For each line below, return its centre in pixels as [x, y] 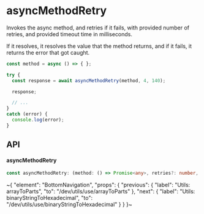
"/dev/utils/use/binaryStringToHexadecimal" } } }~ [70, 204]
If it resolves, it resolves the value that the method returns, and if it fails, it [99, 46]
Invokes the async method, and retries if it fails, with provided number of [98, 28]
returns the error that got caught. [48, 52]
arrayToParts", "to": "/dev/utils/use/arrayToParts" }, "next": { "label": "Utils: [101, 191]
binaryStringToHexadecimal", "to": [50, 198]
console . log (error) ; [38, 120]
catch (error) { [27, 114]
